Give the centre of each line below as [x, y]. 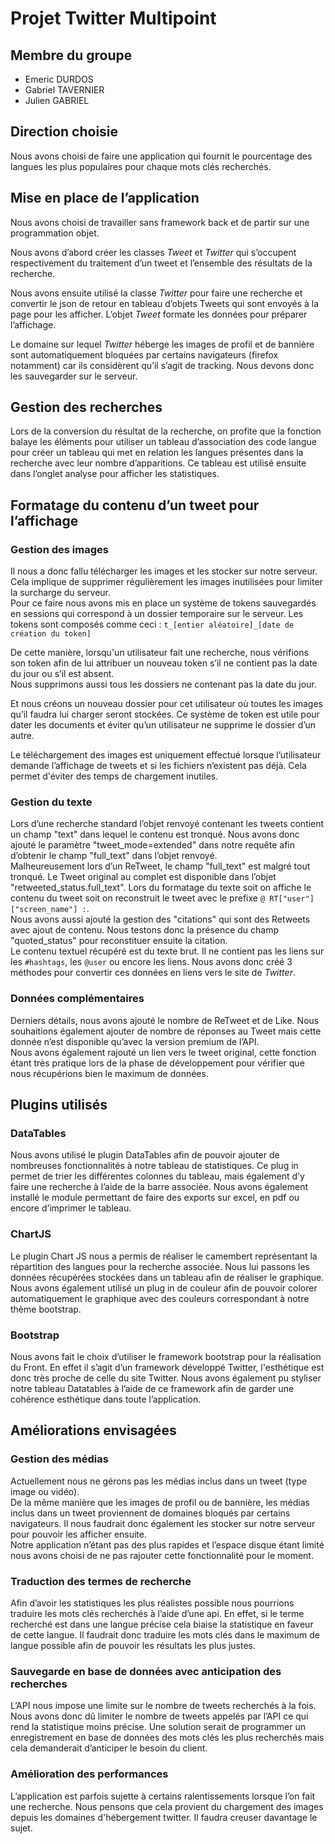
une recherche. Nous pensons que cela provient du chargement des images [167, 1806]
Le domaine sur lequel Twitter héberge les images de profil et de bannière [162, 344]
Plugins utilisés [59, 1105]
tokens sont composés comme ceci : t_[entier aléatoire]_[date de [152, 624]
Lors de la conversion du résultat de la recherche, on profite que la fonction [166, 431]
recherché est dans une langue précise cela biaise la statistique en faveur [162, 1624]
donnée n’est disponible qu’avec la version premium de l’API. [135, 1041]
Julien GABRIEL [57, 100]
